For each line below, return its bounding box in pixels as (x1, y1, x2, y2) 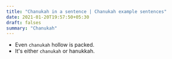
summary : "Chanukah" (6, 25, 58, 31)
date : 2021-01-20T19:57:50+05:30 (6, 14, 90, 20)
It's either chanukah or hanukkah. (14, 48, 95, 55)
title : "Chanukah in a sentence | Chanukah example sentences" (6, 8, 167, 15)
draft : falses (6, 19, 42, 25)
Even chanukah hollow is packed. (14, 41, 94, 48)
